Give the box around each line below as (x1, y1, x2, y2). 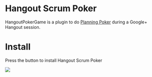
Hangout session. (5, 24, 41, 30)
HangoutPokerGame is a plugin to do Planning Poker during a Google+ (5, 19, 148, 25)
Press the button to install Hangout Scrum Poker (5, 57, 102, 63)
